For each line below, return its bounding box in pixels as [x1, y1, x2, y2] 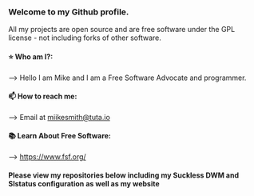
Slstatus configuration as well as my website [8, 178, 160, 188]
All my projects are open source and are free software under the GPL [8, 25, 236, 34]
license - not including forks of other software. [8, 33, 161, 42]
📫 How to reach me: [8, 91, 77, 102]
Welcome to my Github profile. [8, 6, 129, 18]
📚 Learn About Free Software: [8, 131, 112, 141]
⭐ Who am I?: [8, 51, 54, 62]
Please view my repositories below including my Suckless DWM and [8, 170, 240, 180]
